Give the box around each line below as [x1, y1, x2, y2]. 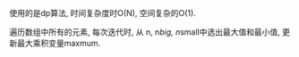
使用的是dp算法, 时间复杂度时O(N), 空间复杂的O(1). [9, 8, 197, 18]
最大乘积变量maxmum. [16, 38, 101, 48]
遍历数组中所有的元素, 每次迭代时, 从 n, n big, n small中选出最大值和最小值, [9, 27, 280, 37]
